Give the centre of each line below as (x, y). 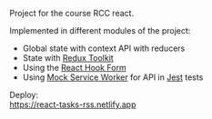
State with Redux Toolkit (68, 58)
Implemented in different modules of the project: (100, 30)
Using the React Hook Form (74, 68)
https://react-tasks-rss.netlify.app (73, 104)
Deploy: (24, 95)
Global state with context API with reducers (104, 48)
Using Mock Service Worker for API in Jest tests (113, 77)
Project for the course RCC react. (72, 13)
